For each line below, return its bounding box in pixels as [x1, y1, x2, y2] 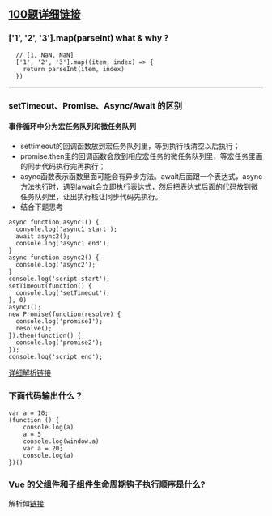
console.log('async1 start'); [15, 225, 117, 233]
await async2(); [15, 232, 70, 241]
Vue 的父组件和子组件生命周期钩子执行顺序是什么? [8, 479, 206, 490]
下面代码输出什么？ [8, 390, 83, 401]
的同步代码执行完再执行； [19, 161, 106, 171]
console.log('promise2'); [15, 339, 104, 347]
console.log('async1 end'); [15, 239, 111, 247]
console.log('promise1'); [15, 317, 104, 326]
